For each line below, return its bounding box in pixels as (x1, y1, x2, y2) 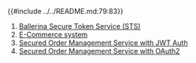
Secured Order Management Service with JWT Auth (18, 38, 188, 47)
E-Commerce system (18, 30, 88, 39)
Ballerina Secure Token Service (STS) (18, 22, 141, 30)
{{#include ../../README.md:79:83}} (7, 7, 124, 16)
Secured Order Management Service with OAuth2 (18, 47, 180, 55)
